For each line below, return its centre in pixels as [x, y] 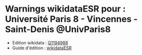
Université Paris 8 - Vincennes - [71, 19]
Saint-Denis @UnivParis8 [58, 29]
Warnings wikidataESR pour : [65, 9]
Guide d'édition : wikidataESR [42, 48]
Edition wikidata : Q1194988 [40, 42]
